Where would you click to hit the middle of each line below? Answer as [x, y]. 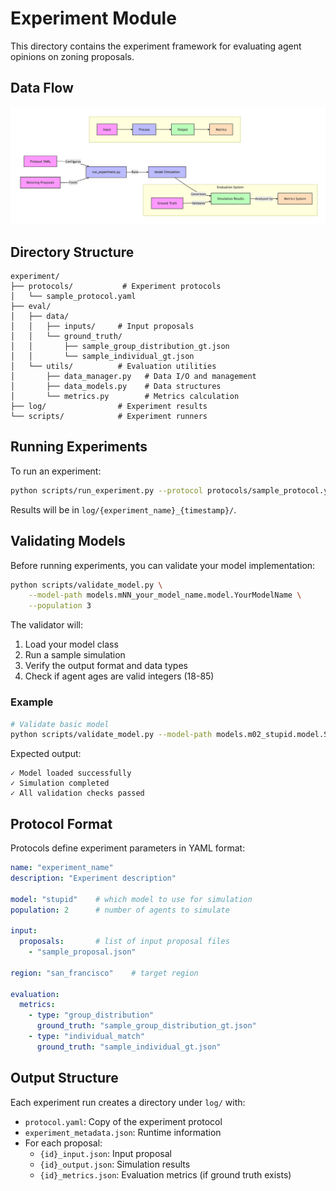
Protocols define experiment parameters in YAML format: [128, 848]
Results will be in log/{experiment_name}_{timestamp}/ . [123, 509]
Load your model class [71, 644]
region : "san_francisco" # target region [104, 973]
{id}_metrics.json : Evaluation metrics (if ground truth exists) [165, 1174]
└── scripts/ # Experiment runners [109, 417]
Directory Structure [72, 252]
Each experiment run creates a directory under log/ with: [128, 1102]
